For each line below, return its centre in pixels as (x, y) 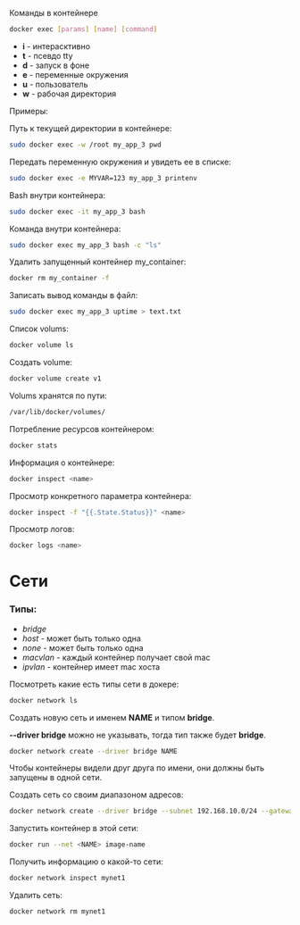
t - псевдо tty (47, 55)
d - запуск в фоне (56, 65)
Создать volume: (41, 362)
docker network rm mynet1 (57, 912)
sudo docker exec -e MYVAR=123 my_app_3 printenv (104, 178)
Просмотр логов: (42, 529)
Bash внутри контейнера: (57, 195)
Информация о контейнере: (62, 462)
